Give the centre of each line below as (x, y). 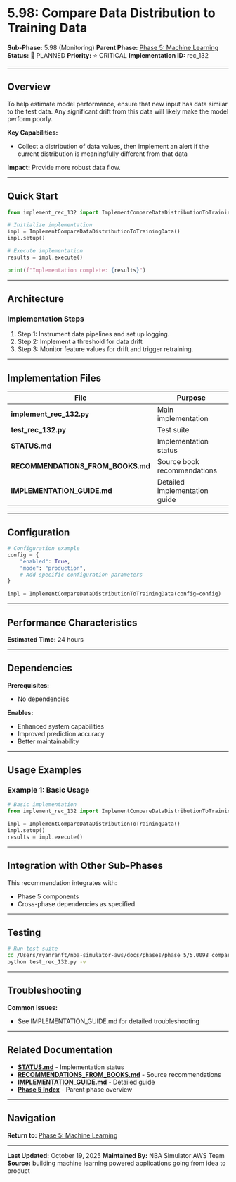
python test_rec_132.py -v (47, 962)
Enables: (20, 712)
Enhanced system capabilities (60, 726)
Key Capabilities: (33, 133)
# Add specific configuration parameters (81, 575)
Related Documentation (60, 1050)
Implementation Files (54, 378)
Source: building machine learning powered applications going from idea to (117, 1163)
